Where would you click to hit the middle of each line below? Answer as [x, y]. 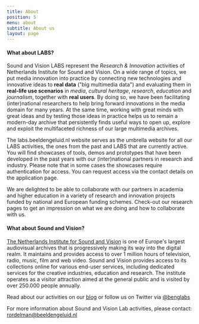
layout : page [23, 34]
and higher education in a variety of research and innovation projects [91, 195]
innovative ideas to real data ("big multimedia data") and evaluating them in [99, 85]
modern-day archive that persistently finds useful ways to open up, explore [99, 123]
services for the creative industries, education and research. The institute [96, 272]
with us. [16, 214]
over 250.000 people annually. [44, 285]
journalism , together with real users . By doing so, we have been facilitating [98, 97]
